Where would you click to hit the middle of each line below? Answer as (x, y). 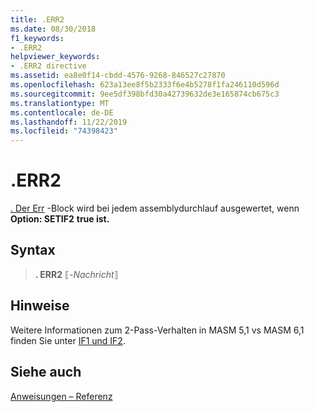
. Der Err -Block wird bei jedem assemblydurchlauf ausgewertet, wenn (155, 208)
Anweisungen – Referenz (61, 396)
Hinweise (40, 306)
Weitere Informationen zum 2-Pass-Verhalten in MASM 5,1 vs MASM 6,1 (157, 330)
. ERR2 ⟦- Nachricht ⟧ (76, 274)
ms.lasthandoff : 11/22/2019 (69, 122)
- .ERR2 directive (48, 66)
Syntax (33, 250)
